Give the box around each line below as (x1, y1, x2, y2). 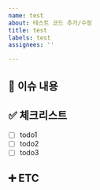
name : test (8, 11, 44, 20)
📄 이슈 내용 (8, 79, 59, 93)
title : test (8, 26, 47, 34)
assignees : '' (8, 41, 55, 49)
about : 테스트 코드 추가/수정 (8, 19, 93, 27)
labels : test (8, 33, 51, 42)
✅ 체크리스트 (8, 108, 68, 122)
